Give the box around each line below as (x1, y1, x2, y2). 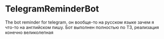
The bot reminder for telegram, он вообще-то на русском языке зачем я (5, 19, 154, 25)
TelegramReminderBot (5, 3, 99, 14)
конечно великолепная (5, 29, 54, 35)
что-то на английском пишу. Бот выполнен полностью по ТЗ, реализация (5, 24, 160, 30)
